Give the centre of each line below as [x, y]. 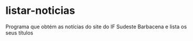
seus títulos [19, 32]
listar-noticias [40, 11]
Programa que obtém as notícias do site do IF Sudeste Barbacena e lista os [96, 27]
